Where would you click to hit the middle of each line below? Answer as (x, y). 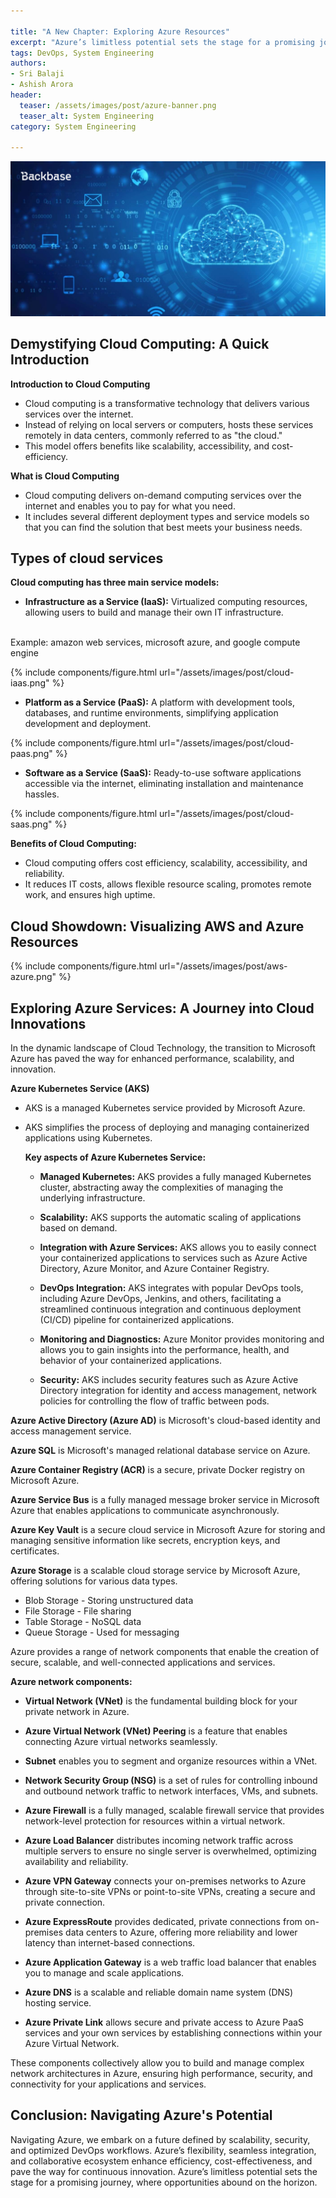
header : (26, 95)
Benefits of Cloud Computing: (73, 844)
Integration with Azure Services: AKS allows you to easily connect (178, 1247)
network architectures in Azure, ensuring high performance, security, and (161, 2074)
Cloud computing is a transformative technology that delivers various (167, 403)
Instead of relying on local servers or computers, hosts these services (169, 424)
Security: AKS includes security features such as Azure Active (169, 1380)
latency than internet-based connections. (110, 1943)
